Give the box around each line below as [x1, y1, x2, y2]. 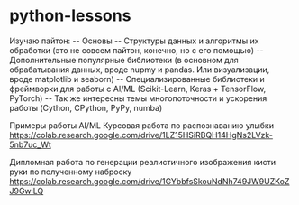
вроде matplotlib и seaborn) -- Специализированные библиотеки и [9, 73, 266, 84]
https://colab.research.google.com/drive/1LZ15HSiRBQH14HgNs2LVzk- [9, 129, 273, 140]
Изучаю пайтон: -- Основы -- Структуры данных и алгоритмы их [9, 35, 259, 46]
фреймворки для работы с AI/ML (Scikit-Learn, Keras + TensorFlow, [9, 83, 267, 94]
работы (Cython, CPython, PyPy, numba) [9, 102, 163, 113]
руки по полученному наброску [9, 166, 132, 177]
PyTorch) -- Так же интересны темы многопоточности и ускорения [9, 92, 267, 104]
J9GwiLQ [9, 185, 44, 196]
